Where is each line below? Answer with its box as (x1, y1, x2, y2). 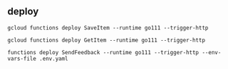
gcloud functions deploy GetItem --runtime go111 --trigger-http (7, 37, 205, 44)
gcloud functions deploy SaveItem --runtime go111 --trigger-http (7, 24, 209, 31)
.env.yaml (38, 55, 69, 62)
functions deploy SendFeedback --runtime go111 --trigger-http (7, 49, 199, 56)
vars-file (7, 55, 37, 62)
